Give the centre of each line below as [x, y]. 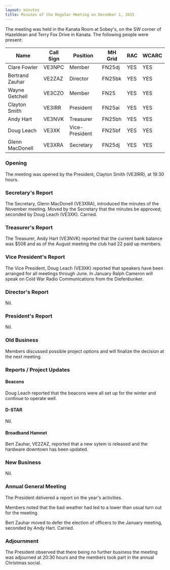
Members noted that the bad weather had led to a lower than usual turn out [83, 507]
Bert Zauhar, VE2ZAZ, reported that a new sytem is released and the [76, 444]
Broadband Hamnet [26, 432]
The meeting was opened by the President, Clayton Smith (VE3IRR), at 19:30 [85, 174]
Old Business [22, 340]
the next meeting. [24, 357]
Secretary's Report [29, 193]
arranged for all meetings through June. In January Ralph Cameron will [79, 273]
